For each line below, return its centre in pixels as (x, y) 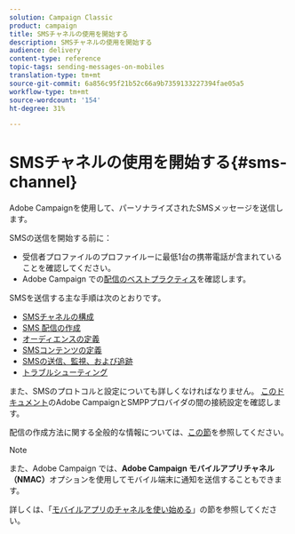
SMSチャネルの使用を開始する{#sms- (148, 163)
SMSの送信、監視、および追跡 (77, 362)
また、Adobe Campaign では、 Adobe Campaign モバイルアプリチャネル (142, 468)
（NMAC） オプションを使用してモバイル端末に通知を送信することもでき (142, 480)
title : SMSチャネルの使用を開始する (69, 34)
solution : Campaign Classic (61, 17)
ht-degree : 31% (37, 108)
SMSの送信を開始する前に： (61, 238)
